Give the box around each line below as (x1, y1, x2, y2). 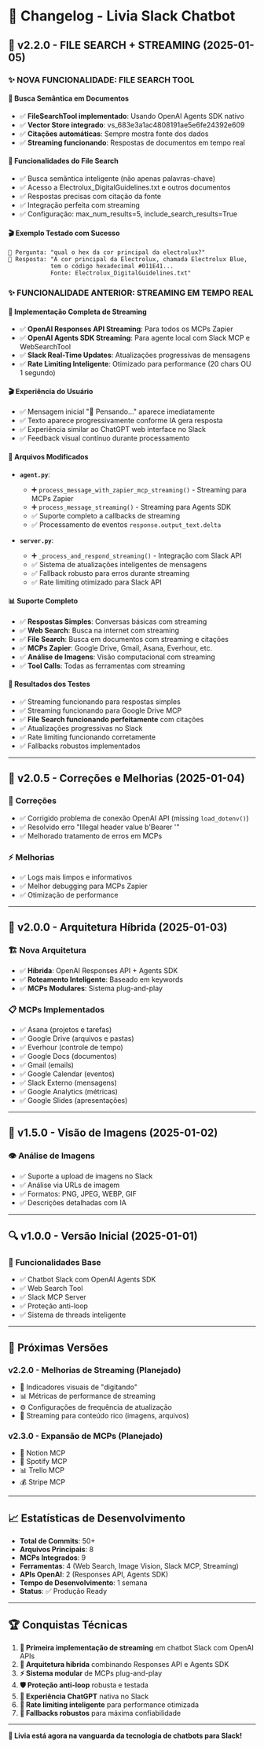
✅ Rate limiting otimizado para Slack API (31, 577, 163, 587)
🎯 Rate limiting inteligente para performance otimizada (19, 1700, 199, 1709)
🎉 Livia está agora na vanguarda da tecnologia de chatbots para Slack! (8, 1731, 242, 1740)
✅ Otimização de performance (19, 891, 119, 900)
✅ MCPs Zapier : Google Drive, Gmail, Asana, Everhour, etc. (19, 643, 213, 652)
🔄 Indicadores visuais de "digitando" (19, 1382, 137, 1392)
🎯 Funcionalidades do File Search (8, 157, 119, 166)
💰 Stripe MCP (19, 1477, 65, 1487)
